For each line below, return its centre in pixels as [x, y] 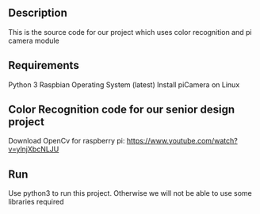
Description [38, 13]
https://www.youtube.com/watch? [182, 141]
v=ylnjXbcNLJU [34, 149]
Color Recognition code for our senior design [122, 110]
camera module [34, 40]
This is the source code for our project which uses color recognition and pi [130, 32]
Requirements [44, 65]
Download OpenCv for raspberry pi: [67, 141]
